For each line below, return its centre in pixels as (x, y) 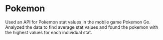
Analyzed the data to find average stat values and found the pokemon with (82, 27)
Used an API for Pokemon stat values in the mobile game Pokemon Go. (78, 22)
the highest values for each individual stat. (49, 32)
